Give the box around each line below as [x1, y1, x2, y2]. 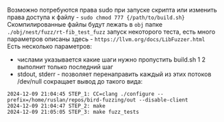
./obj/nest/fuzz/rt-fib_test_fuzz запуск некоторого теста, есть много [7, 27, 216, 36]
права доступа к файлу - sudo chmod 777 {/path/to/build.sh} [7, 13, 185, 21]
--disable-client [138, 97, 188, 103]
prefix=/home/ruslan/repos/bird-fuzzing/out [7, 97, 136, 103]
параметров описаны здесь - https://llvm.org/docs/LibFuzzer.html [7, 35, 206, 43]
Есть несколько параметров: [7, 42, 92, 50]
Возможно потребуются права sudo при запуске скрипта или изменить [7, 6, 217, 14]
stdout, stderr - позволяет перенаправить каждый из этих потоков [16, 70, 212, 78]
